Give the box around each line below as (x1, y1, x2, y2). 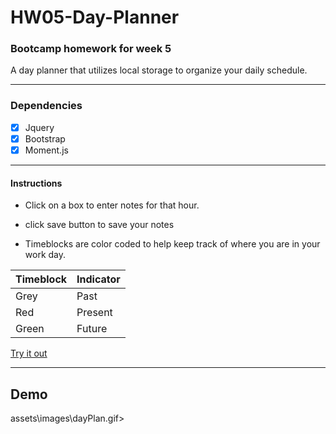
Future (76, 322, 108, 336)
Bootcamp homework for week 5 (10, 42, 172, 56)
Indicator (76, 272, 121, 286)
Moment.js (24, 144, 69, 156)
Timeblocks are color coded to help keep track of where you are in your (24, 238, 321, 250)
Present (76, 306, 113, 320)
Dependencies (10, 99, 83, 113)
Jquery (24, 121, 55, 133)
